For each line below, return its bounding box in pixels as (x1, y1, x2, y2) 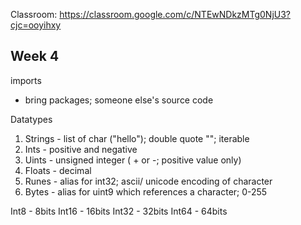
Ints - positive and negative (24, 143, 138, 155)
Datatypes (10, 113, 53, 125)
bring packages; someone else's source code (24, 94, 214, 106)
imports (10, 74, 42, 86)
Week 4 (10, 48, 60, 65)
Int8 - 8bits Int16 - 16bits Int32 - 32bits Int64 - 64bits (10, 205, 228, 217)
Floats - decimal (24, 164, 92, 176)
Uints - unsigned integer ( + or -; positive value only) (24, 154, 242, 166)
